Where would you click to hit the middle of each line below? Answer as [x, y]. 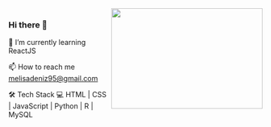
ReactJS [22, 51]
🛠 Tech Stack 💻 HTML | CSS [58, 95]
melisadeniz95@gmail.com [53, 79]
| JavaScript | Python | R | [51, 106]
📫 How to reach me [42, 67]
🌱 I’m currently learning [47, 43]
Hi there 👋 [28, 25]
